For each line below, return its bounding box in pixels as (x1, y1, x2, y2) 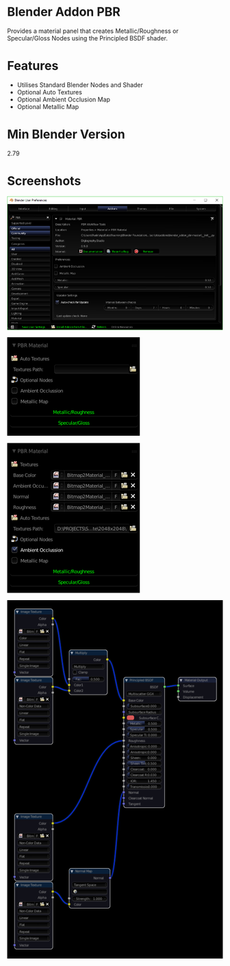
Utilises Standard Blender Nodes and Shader (16, 80, 144, 89)
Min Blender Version (7, 127, 125, 143)
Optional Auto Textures (16, 88, 82, 96)
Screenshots (7, 173, 81, 188)
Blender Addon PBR (7, 4, 121, 20)
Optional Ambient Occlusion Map (16, 95, 111, 103)
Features (7, 58, 59, 74)
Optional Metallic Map (16, 102, 79, 110)
